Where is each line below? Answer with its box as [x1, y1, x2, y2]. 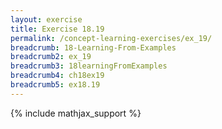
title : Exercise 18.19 [10, 24, 105, 34]
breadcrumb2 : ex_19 [10, 52, 92, 62]
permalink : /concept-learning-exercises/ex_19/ [10, 33, 213, 43]
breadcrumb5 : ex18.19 [10, 80, 101, 90]
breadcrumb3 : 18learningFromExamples [10, 61, 168, 71]
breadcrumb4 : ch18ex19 [10, 71, 105, 81]
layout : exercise [10, 14, 83, 25]
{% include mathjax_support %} [10, 107, 142, 119]
